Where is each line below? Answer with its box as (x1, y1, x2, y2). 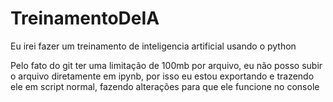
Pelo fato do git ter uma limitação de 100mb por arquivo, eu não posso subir (10, 59, 323, 71)
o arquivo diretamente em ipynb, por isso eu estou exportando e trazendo (10, 70, 315, 82)
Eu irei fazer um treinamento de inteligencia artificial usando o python (10, 40, 297, 52)
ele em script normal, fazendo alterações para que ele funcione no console (10, 80, 320, 92)
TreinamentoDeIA (10, 7, 160, 30)
